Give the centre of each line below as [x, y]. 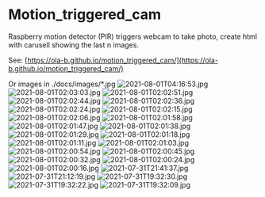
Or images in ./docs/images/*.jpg [62, 84]
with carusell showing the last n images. [73, 44]
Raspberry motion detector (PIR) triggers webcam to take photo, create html [133, 36]
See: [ [18, 60]
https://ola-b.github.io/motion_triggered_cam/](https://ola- [123, 60]
